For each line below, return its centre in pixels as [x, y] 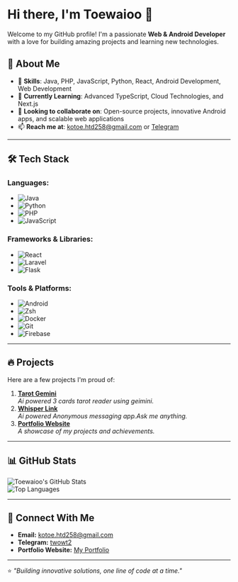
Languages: [28, 183]
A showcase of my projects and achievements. [86, 431]
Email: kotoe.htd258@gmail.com [65, 535]
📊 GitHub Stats [42, 461]
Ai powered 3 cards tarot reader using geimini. [86, 401]
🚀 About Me [34, 64]
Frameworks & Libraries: [50, 239]
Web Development [45, 89]
